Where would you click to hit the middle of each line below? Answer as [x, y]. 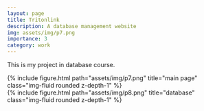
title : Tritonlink [33, 20]
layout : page [26, 13]
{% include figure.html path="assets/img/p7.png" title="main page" [102, 78]
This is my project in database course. [61, 65]
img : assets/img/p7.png [41, 33]
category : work [29, 45]
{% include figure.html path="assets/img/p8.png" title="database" [101, 92]
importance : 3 [27, 39]
